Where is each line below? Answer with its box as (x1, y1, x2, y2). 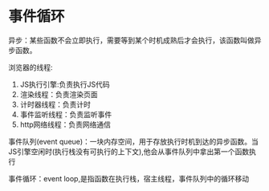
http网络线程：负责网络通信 (19, 120, 111, 129)
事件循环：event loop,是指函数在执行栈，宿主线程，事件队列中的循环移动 (8, 173, 250, 183)
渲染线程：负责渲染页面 (19, 89, 98, 99)
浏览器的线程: (8, 62, 54, 72)
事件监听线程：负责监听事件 (19, 109, 112, 119)
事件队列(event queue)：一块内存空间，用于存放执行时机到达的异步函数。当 (8, 136, 259, 146)
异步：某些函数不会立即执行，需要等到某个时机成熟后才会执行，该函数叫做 (8, 35, 255, 45)
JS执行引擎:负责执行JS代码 (19, 79, 110, 89)
